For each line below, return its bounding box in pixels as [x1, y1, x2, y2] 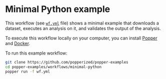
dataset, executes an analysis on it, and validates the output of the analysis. [5, 25, 161, 31]
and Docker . [5, 40, 30, 46]
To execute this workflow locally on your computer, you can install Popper [5, 35, 157, 41]
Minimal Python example [5, 3, 110, 15]
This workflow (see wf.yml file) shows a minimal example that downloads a [5, 20, 159, 26]
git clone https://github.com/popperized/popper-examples [5, 59, 128, 64]
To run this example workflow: [5, 50, 67, 56]
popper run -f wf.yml [5, 69, 50, 74]
